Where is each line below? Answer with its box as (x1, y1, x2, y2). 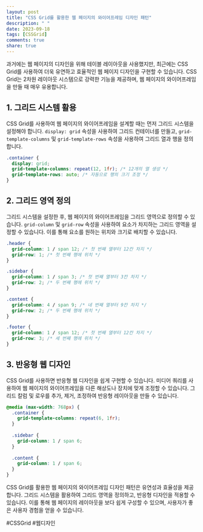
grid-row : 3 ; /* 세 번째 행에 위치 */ (12, 336, 101, 342)
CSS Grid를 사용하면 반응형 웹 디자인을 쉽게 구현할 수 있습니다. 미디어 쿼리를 (6, 376, 187, 384)
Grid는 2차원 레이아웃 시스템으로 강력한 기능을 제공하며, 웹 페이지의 (6, 75, 165, 83)
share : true (6, 43, 36, 49)
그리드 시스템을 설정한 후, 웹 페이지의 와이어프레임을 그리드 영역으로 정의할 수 (6, 213, 189, 220)
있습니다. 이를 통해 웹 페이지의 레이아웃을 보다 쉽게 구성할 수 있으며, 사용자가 (6, 499, 187, 506)
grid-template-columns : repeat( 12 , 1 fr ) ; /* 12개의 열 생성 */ (12, 166, 168, 172)
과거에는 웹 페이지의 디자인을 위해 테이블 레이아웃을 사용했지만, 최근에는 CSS (6, 60, 188, 67)
